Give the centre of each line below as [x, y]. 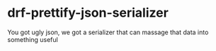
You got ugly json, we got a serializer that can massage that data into [108, 32]
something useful [33, 39]
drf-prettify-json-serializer [88, 13]
